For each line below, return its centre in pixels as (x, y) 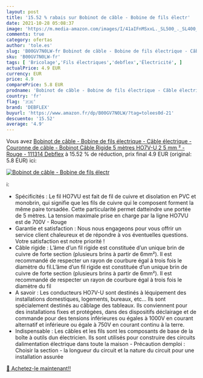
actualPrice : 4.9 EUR (34, 68)
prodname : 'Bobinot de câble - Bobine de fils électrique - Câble (92, 91)
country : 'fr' (24, 96)
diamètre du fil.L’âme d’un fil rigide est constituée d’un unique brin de (101, 267)
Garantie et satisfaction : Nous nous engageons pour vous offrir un (98, 229)
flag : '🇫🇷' (21, 101)
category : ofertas (29, 40)
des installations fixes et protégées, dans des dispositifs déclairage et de (105, 312)
